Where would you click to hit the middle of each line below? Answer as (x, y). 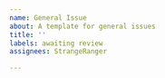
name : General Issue (49, 18)
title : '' (28, 34)
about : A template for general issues (82, 26)
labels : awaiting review (56, 43)
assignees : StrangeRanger (58, 52)
